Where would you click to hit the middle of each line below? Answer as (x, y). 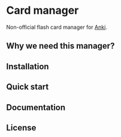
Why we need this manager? (60, 46)
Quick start (28, 87)
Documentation (36, 107)
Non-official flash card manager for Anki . (57, 27)
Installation (28, 66)
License (21, 128)
